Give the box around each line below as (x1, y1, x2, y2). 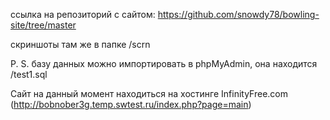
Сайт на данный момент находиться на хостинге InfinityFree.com (10, 88, 289, 99)
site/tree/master (10, 19, 77, 31)
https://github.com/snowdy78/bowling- (157, 9, 320, 20)
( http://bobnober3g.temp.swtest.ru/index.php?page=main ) (10, 99, 252, 110)
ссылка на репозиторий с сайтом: (10, 9, 156, 20)
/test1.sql (10, 69, 48, 80)
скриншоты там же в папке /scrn (10, 39, 151, 50)
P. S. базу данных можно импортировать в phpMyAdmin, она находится (10, 58, 318, 69)
